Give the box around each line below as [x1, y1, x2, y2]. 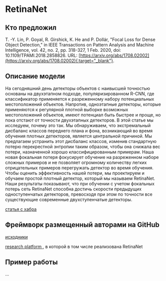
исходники [5, 234, 28, 240]
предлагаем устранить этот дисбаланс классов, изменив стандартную [5, 138, 157, 144]
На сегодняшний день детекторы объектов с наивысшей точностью [5, 85, 151, 91]
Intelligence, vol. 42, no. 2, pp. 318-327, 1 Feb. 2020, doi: [5, 47, 121, 53]
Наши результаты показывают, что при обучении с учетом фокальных [5, 180, 155, 186]
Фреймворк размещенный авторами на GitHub [5, 221, 160, 229]
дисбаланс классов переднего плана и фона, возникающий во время [5, 128, 153, 134]
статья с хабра [5, 206, 37, 212]
